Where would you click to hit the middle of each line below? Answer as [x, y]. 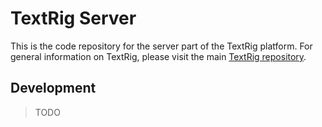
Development [53, 88]
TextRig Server [73, 18]
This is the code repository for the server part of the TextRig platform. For [161, 46]
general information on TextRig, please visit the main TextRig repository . [158, 56]
